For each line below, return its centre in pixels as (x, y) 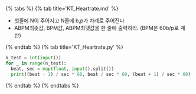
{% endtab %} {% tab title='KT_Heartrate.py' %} (64, 47)
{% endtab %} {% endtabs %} (42, 85)
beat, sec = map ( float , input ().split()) (63, 69)
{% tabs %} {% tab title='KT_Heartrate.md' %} (62, 9)
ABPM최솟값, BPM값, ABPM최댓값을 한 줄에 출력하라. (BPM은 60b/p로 (97, 28)
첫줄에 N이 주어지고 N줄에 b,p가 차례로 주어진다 (69, 21)
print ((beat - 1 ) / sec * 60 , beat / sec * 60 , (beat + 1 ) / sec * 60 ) (101, 74)
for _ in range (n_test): (36, 63)
